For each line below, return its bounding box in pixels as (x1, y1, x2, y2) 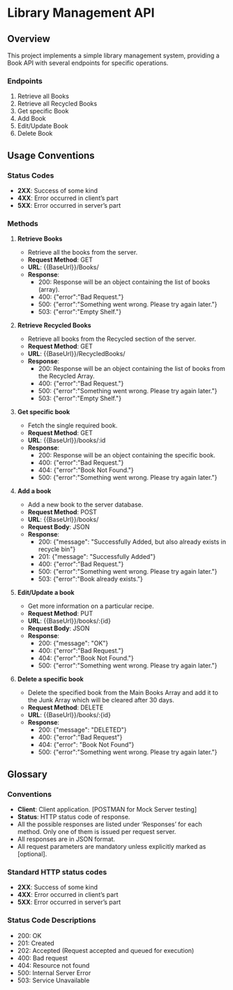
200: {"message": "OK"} (38, 639, 109, 648)
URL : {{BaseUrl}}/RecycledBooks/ (27, 350, 126, 358)
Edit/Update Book (17, 122, 68, 130)
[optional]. (17, 849, 47, 858)
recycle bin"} (38, 545, 76, 553)
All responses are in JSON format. (17, 835, 116, 843)
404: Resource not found (17, 961, 90, 970)
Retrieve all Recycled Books (17, 99, 98, 108)
